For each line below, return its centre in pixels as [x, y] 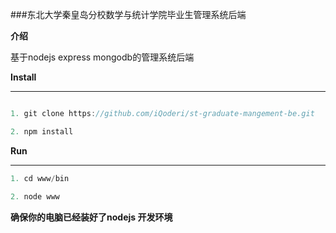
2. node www [35, 196]
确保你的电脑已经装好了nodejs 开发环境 [91, 217]
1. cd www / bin [40, 178]
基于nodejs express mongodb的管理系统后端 [102, 57]
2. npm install [42, 131]
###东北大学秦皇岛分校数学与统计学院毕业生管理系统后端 [128, 14]
